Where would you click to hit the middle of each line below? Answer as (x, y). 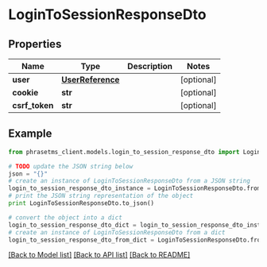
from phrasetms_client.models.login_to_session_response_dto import (124, 152)
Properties (35, 44)
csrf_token (33, 105)
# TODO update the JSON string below (71, 166)
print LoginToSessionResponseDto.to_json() (81, 203)
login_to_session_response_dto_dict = (72, 225)
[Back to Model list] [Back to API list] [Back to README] (99, 255)
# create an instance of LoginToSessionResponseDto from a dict (117, 232)
